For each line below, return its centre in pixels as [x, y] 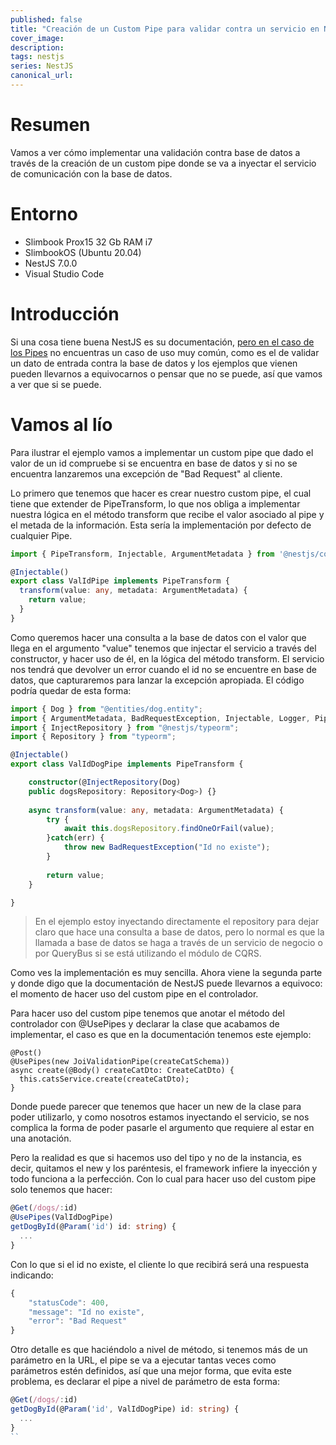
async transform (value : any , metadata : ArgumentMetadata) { [156, 810]
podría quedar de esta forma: [71, 690]
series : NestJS [42, 66]
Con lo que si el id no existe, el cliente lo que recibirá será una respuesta [160, 1264]
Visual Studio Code [64, 273]
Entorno [44, 214]
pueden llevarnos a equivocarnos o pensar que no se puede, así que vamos [166, 373]
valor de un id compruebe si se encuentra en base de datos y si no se [154, 463]
